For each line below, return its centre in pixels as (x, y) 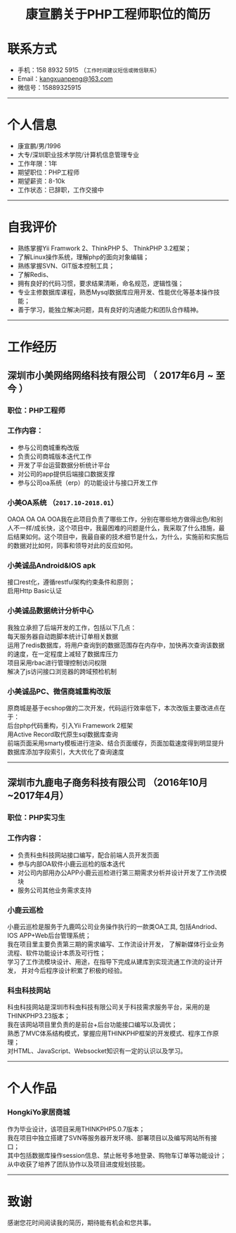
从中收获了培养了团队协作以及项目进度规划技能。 (78, 1164)
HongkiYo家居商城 (39, 1112)
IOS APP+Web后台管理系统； (49, 935)
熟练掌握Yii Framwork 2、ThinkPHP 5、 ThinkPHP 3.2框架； (104, 248)
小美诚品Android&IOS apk (52, 566)
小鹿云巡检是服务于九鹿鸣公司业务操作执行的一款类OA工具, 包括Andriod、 (114, 926)
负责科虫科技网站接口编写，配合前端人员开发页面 (88, 855)
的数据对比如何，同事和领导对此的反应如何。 (72, 546)
